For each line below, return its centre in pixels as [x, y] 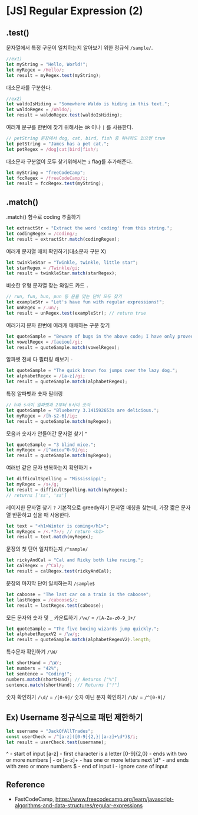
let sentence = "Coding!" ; [39, 674]
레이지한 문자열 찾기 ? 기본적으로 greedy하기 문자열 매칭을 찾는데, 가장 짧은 [93, 507]
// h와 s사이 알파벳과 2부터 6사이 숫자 [48, 405]
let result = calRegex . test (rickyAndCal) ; [59, 571]
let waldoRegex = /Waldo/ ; [39, 110]
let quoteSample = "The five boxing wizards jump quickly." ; [83, 629]
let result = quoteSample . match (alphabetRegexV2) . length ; [79, 640]
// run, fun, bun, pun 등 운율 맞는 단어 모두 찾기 [64, 297]
